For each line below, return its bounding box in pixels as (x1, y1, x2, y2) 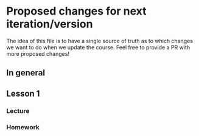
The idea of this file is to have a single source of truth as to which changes (6, 37, 194, 44)
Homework (6, 123, 40, 131)
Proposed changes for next (6, 4, 147, 18)
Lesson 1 (6, 88, 40, 98)
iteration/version (6, 17, 93, 31)
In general (6, 68, 46, 78)
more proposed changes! (6, 50, 70, 57)
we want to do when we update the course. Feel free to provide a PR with (6, 44, 190, 51)
